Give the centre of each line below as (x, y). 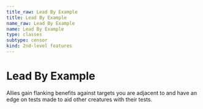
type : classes (24, 35)
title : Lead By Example (37, 18)
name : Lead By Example (35, 29)
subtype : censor (27, 40)
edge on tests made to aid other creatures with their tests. (79, 99)
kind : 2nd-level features (39, 46)
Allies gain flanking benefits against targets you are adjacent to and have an (102, 93)
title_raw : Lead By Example (42, 12)
